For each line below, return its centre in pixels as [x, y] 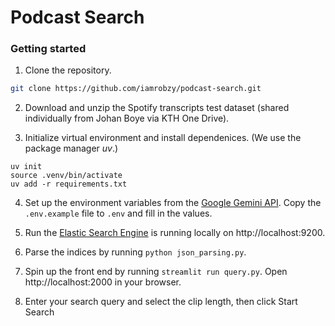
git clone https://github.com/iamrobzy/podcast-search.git [136, 89]
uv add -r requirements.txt [69, 184]
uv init [26, 167]
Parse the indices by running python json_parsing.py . [135, 252]
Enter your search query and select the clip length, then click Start [161, 302]
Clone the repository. [68, 70]
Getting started [48, 49]
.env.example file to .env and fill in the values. [118, 213]
